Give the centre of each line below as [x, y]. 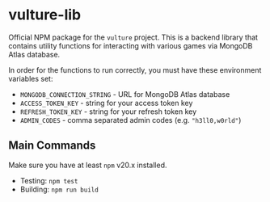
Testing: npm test [49, 180]
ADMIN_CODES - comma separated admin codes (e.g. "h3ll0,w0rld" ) [131, 120]
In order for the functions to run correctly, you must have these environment [135, 69]
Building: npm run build [59, 189]
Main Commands [52, 146]
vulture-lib [45, 15]
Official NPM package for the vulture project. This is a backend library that [133, 37]
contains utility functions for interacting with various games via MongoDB [131, 45]
